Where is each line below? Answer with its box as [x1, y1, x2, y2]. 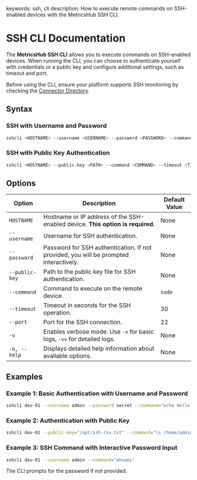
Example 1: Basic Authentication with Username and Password [6, 389, 188, 397]
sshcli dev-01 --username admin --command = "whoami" [6, 457, 135, 463]
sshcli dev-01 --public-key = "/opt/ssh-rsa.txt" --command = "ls [6, 430, 161, 436]
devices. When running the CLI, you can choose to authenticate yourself [6, 57, 181, 64]
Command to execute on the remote [43, 284, 142, 293]
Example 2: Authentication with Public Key [6, 416, 130, 424]
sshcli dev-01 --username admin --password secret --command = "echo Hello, [6, 403, 193, 409]
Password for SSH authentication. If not [43, 244, 152, 252]
